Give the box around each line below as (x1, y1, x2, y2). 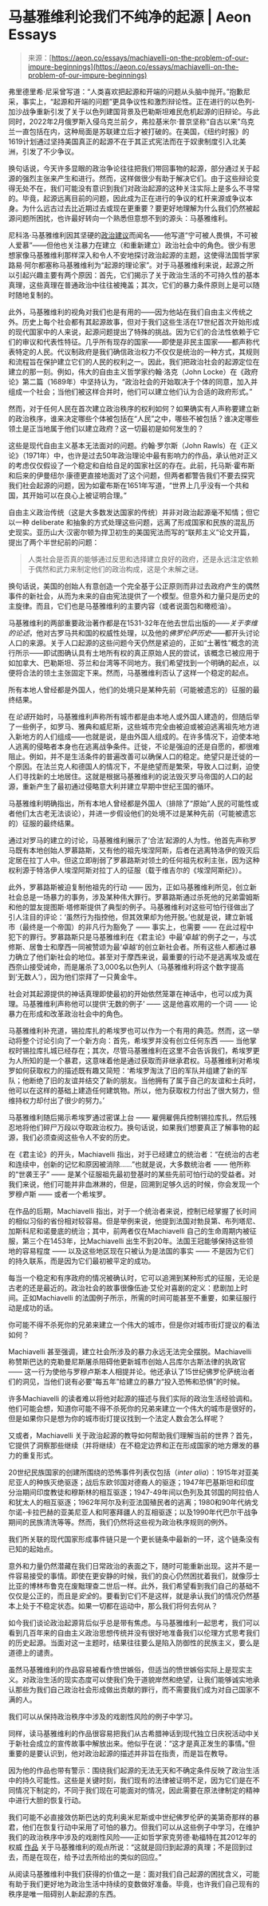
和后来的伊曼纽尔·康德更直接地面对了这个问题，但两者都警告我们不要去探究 (8, 471, 255, 480)
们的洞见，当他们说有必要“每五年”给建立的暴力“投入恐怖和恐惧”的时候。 (8, 1376, 245, 1386)
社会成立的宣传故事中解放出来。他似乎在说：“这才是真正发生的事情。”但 (22, 1739, 256, 1748)
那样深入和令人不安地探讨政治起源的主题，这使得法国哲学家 (63, 250, 260, 260)
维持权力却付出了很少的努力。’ (8, 1095, 105, 1105)
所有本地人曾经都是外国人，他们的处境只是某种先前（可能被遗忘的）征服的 (8, 684, 253, 695)
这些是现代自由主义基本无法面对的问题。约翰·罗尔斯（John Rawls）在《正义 (8, 440, 258, 450)
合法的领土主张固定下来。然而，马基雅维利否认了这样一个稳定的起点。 (22, 667, 253, 677)
